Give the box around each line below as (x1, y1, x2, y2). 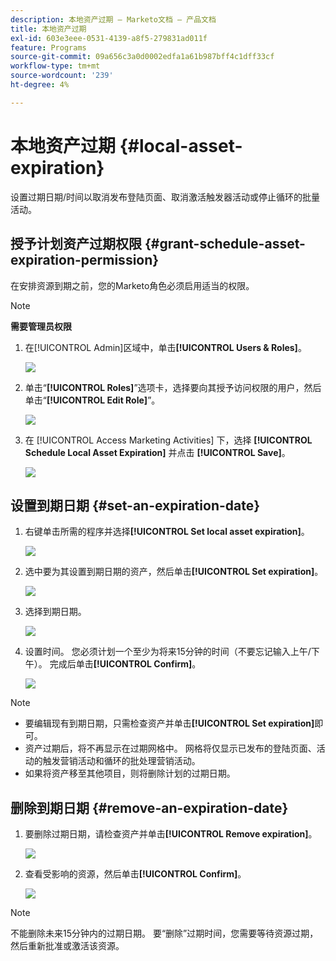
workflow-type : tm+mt (10, 61, 101, 71)
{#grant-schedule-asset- (144, 236, 306, 253)
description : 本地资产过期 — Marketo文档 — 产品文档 (10, 14, 217, 25)
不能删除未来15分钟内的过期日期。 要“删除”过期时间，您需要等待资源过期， (10, 927, 319, 940)
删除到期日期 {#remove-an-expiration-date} (10, 799, 289, 816)
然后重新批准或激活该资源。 (10, 940, 125, 952)
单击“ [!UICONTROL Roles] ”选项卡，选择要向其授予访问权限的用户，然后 (24, 381, 322, 393)
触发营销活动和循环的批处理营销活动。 (42, 755, 201, 767)
